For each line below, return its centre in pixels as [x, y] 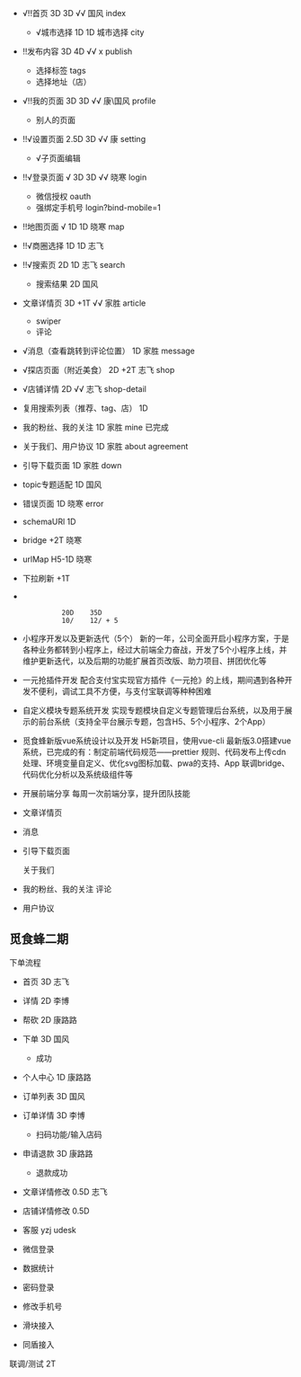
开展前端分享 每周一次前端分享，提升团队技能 [106, 793]
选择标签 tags [61, 71]
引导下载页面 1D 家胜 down [72, 465]
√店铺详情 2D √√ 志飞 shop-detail [84, 389]
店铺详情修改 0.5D [56, 1211]
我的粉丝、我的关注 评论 [67, 889]
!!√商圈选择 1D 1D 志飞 [63, 246]
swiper [48, 321]
